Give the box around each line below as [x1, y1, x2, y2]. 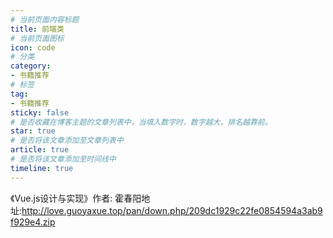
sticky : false [10, 107, 70, 118]
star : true [10, 126, 56, 136]
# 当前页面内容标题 [10, 14, 80, 25]
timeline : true [10, 163, 74, 173]
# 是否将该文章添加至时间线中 [10, 154, 117, 164]
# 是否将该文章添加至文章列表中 [10, 136, 124, 146]
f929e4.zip [10, 216, 56, 228]
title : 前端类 [10, 24, 65, 34]
